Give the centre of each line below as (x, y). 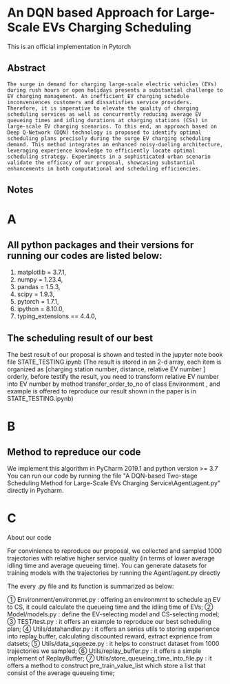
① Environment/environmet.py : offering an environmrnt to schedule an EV (114, 599)
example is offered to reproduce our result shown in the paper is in (102, 391)
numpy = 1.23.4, (40, 280)
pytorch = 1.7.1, (38, 302)
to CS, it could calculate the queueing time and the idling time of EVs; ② (110, 607)
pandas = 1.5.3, (39, 287)
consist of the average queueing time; (61, 673)
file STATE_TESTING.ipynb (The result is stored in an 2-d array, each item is (114, 362)
